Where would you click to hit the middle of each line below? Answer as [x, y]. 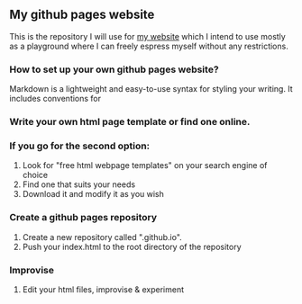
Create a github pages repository [83, 218]
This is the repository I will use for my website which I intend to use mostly [147, 36]
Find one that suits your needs [79, 184]
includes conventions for [55, 99]
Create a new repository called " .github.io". [102, 237]
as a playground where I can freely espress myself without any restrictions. [149, 46]
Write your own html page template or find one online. [130, 122]
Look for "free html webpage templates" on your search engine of [145, 165]
